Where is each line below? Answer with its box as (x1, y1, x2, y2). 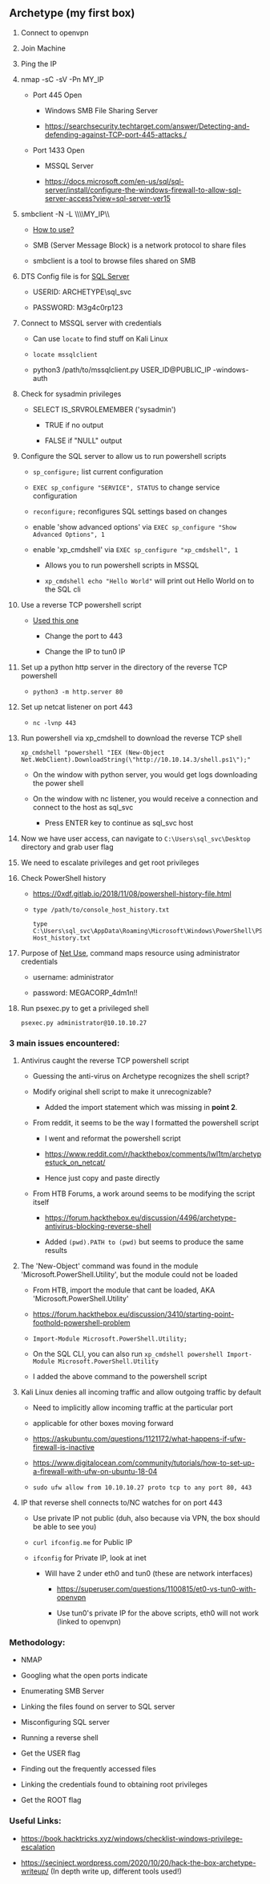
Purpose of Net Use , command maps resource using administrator (20, 948, 240, 957)
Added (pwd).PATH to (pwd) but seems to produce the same (44, 1237, 244, 1247)
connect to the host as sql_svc (32, 802, 134, 812)
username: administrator (32, 972, 115, 981)
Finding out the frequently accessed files (20, 1764, 157, 1774)
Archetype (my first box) (9, 6, 135, 20)
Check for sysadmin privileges (20, 389, 122, 399)
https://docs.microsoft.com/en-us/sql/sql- (44, 176, 184, 186)
